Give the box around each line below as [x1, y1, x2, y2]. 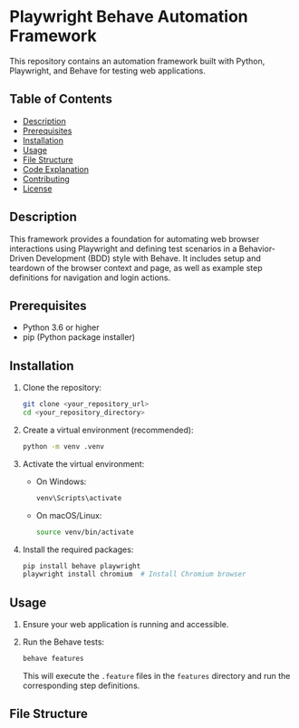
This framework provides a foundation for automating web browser [9, 233, 260, 244]
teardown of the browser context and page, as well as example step [9, 262, 263, 273]
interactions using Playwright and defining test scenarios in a [9, 243, 237, 254]
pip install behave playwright [22, 561, 141, 570]
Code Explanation [22, 163, 89, 174]
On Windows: [35, 476, 87, 487]
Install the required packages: [22, 544, 134, 555]
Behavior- [238, 243, 276, 254]
